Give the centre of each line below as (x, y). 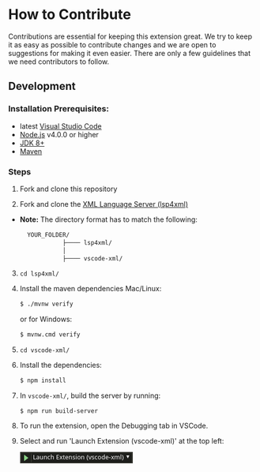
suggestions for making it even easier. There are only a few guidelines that (130, 53)
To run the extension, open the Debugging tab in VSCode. (114, 426)
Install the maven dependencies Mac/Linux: (90, 288)
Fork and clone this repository (68, 189)
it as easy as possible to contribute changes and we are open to (112, 44)
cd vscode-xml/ (45, 350)
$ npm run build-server (59, 411)
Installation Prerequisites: (58, 109)
